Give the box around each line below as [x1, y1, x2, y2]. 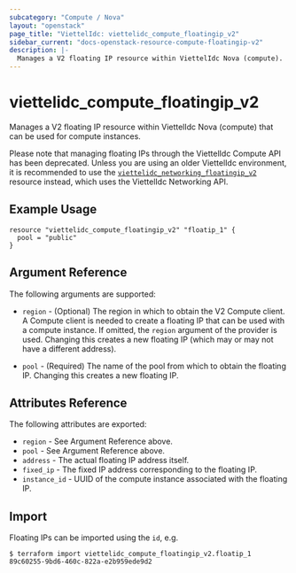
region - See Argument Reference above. [21, 436, 173, 447]
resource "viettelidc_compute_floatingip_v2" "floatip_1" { [9, 225, 237, 235]
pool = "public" [17, 233, 77, 242]
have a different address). [21, 343, 117, 354]
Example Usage [9, 202, 97, 217]
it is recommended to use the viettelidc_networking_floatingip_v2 [9, 166, 257, 177]
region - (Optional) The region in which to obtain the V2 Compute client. [21, 306, 285, 316]
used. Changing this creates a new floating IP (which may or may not [21, 334, 274, 345]
